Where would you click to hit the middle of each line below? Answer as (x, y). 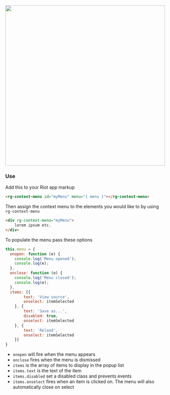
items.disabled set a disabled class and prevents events (72, 376)
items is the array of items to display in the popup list (68, 365)
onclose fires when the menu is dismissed (57, 360)
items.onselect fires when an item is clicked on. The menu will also (83, 382)
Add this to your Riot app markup (40, 187)
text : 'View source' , (47, 297)
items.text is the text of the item (47, 371)
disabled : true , (41, 316)
